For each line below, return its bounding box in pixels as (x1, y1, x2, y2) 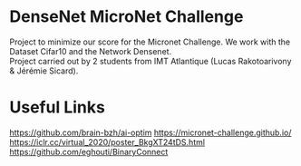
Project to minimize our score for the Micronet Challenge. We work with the (9, 36, 291, 47)
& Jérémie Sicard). (9, 65, 79, 76)
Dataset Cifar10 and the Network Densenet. (9, 45, 172, 56)
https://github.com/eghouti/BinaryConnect (9, 146, 169, 157)
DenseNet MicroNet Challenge (9, 6, 244, 27)
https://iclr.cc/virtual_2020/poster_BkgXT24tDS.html (9, 136, 206, 147)
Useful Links (9, 97, 106, 118)
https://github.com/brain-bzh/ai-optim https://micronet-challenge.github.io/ (9, 127, 292, 138)
